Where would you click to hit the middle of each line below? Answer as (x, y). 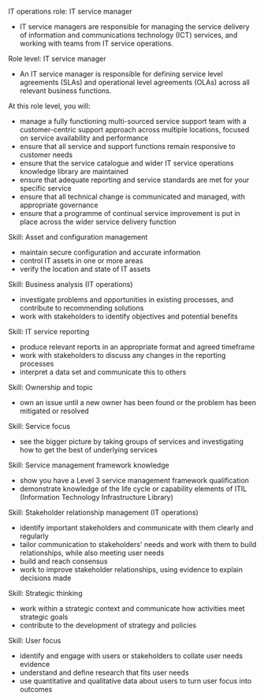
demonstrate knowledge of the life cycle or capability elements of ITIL (133, 489)
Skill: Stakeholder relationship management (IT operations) (103, 512)
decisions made (45, 578)
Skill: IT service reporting (49, 331)
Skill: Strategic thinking (45, 593)
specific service (46, 188)
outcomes (36, 689)
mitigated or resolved (54, 411)
